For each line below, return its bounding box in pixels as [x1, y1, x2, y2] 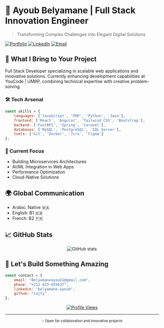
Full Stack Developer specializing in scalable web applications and [5, 68, 139, 74]
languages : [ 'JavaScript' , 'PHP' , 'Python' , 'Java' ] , [14, 113, 125, 118]
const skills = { [5, 109, 41, 114]
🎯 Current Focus [5, 148, 44, 155]
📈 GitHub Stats [5, 230, 53, 239]
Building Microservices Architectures [12, 159, 87, 164]
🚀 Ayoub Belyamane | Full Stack [5, 5, 136, 16]
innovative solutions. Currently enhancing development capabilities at [5, 73, 145, 79]
